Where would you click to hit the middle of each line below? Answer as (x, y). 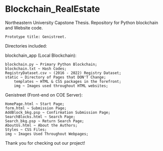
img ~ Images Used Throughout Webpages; (47, 134)
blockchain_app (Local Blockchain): (41, 55)
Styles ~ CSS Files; (26, 129)
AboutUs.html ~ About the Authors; (41, 125)
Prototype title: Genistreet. (36, 37)
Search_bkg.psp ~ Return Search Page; (45, 121)
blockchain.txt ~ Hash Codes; (36, 69)
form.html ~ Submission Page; (36, 108)
